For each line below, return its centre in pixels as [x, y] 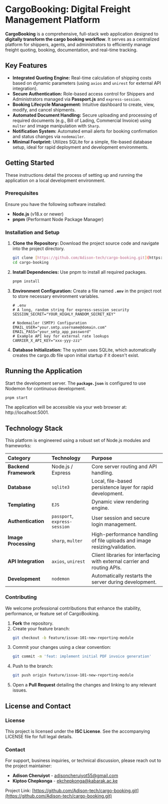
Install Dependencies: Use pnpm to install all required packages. [79, 272]
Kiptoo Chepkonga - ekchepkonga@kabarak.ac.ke [65, 781]
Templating [21, 505]
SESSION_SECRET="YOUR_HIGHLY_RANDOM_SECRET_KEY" [64, 314]
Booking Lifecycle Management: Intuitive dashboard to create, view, [83, 104]
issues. [20, 690]
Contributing [21, 597]
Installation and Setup [32, 232]
